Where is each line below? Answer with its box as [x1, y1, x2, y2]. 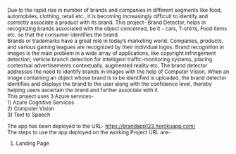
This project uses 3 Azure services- [7, 93, 94, 100]
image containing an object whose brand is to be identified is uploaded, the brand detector [7, 75, 227, 82]
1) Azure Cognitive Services [7, 99, 75, 106]
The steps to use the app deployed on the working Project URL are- [7, 129, 171, 136]
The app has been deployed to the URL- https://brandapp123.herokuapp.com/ [7, 122, 196, 129]
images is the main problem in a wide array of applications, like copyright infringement [7, 50, 216, 57]
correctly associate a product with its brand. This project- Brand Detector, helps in [7, 19, 206, 26]
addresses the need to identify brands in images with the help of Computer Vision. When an [7, 68, 230, 75]
